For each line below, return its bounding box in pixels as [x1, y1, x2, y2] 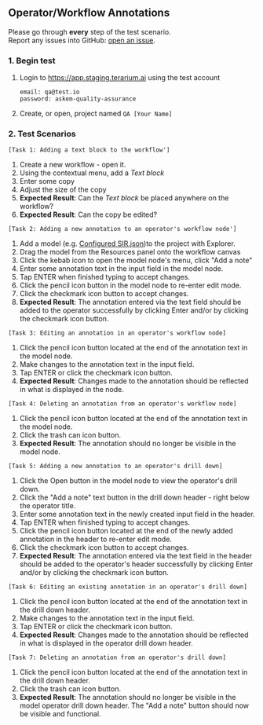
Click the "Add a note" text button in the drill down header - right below [19, 492, 250, 502]
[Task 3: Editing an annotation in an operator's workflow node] [8, 329, 226, 337]
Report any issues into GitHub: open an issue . [8, 35, 155, 45]
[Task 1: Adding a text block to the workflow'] [8, 146, 170, 154]
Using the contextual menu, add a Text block [19, 168, 165, 178]
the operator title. [19, 501, 76, 511]
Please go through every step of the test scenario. [8, 27, 171, 36]
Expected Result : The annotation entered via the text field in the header [19, 551, 253, 561]
